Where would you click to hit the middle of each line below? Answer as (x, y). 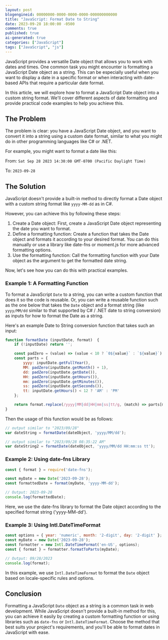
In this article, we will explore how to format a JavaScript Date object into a (82, 92)
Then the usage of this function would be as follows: (59, 419)
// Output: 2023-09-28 (29, 493)
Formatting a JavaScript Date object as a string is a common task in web (79, 606)
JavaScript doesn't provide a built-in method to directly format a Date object (84, 199)
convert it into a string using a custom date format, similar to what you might (84, 136)
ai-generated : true (25, 38)
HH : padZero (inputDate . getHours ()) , (61, 377)
